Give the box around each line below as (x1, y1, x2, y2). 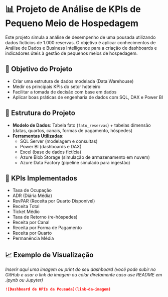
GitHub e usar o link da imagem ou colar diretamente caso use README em (5, 272, 162, 278)
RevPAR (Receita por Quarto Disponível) (12, 198, 95, 204)
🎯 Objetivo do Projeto (5, 65, 73, 73)
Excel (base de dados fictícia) (20, 149, 82, 155)
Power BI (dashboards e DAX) (20, 143, 82, 149)
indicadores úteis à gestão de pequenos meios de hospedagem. (5, 50, 138, 56)
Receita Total (12, 204, 40, 210)
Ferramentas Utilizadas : (12, 133, 64, 139)
